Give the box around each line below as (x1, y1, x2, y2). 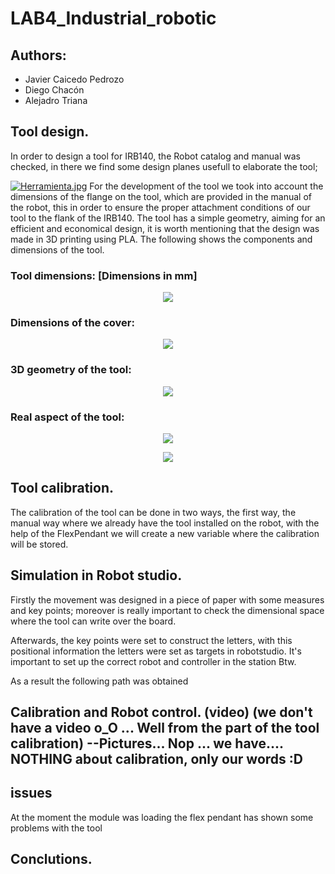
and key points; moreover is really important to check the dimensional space (10, 604, 325, 616)
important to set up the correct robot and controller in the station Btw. (10, 655, 297, 667)
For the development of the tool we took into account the (89, 180, 324, 192)
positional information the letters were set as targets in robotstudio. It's (10, 645, 302, 657)
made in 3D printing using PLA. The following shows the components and (10, 233, 313, 245)
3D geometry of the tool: (10, 363, 132, 377)
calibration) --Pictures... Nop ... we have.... (10, 735, 284, 752)
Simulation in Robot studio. (10, 567, 183, 584)
